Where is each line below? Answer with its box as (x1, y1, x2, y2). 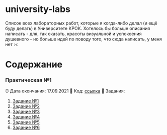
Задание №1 (12, 98, 39, 104)
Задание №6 (12, 124, 40, 130)
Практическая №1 (5, 76, 52, 83)
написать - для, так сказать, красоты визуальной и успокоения (5, 30, 142, 36)
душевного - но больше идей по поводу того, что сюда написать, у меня (5, 36, 162, 42)
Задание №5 (12, 119, 40, 125)
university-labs (5, 3, 70, 15)
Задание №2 (12, 103, 40, 109)
